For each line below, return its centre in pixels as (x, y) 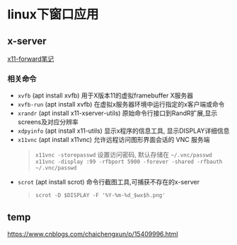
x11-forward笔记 (31, 59)
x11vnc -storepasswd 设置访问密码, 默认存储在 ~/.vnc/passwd (123, 155)
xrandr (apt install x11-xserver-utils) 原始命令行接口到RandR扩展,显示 (117, 113)
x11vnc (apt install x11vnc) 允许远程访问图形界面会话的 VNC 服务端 (114, 140)
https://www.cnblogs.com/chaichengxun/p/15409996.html (93, 234)
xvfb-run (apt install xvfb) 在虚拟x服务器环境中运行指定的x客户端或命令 (121, 104)
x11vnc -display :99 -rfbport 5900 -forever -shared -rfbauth (129, 162)
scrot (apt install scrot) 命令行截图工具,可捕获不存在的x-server (109, 182)
